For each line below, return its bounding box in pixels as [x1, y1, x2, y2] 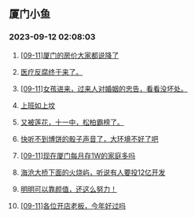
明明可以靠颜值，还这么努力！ [20, 184, 117, 194]
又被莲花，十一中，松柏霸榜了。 [20, 117, 124, 127]
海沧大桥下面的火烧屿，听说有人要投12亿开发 [20, 168, 166, 177]
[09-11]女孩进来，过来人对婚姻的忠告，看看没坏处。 [20, 83, 188, 93]
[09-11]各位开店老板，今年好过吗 [20, 201, 127, 210]
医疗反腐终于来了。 [20, 67, 83, 76]
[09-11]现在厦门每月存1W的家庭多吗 [20, 150, 136, 160]
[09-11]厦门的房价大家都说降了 [20, 50, 120, 60]
